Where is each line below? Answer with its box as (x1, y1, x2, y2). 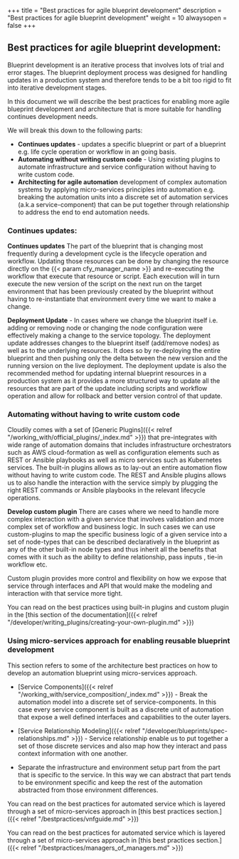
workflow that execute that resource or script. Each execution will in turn (7, 272, 221, 280)
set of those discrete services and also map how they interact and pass (17, 742, 228, 750)
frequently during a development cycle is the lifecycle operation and (7, 249, 208, 258)
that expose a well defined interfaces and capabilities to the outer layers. (17, 712, 231, 721)
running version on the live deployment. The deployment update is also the (7, 362, 227, 370)
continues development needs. (7, 112, 98, 120)
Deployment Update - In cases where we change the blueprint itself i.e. (7, 316, 218, 325)
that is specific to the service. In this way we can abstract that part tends (17, 770, 231, 779)
